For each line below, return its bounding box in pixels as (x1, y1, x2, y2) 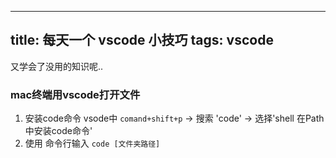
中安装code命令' (24, 125, 93, 137)
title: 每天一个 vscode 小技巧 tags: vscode (10, 32, 274, 49)
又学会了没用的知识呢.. (10, 60, 104, 72)
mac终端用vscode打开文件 (10, 87, 141, 101)
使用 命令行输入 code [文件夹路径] (24, 137, 161, 150)
